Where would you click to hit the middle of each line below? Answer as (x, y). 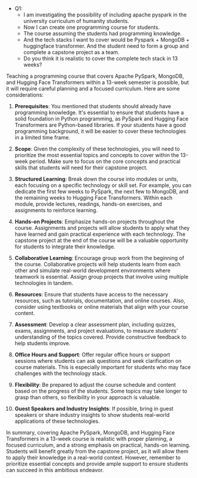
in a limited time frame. (42, 137)
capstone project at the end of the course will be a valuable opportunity (101, 240)
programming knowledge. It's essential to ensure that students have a (99, 112)
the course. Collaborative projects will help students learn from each (98, 264)
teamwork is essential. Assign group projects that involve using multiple (101, 277)
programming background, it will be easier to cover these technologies (100, 131)
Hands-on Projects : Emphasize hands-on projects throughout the (94, 222)
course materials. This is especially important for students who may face (103, 367)
